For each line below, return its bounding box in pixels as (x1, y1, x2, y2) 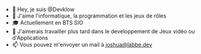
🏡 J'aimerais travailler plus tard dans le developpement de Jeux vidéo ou (12, 28, 195, 35)
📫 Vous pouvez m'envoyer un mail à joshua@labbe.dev (12, 41, 152, 48)
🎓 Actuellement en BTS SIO (12, 19, 83, 26)
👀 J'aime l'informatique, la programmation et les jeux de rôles (12, 12, 166, 19)
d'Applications (12, 34, 49, 41)
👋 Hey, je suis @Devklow (12, 6, 75, 13)
